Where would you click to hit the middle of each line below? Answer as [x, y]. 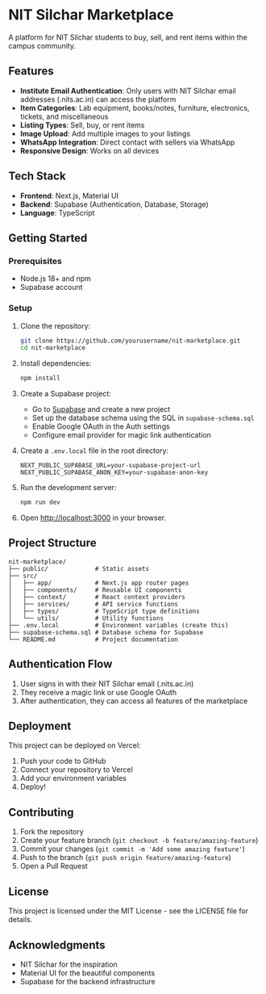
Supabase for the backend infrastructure [87, 981]
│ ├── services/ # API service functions [94, 604]
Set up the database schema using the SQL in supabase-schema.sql [143, 418]
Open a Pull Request [54, 866]
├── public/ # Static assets [79, 568]
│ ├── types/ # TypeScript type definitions [104, 611]
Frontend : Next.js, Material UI [69, 195]
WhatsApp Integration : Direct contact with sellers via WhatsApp [127, 142]
